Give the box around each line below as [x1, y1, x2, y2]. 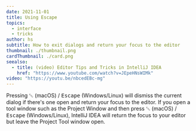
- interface [11, 25, 42, 32]
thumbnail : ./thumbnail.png [6, 48, 76, 54]
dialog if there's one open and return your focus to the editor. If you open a [6, 99, 191, 106]
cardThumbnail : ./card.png [6, 53, 73, 59]
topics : [6, 20, 26, 26]
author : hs [6, 36, 33, 42]
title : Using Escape [6, 14, 58, 20]
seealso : [6, 59, 28, 65]
